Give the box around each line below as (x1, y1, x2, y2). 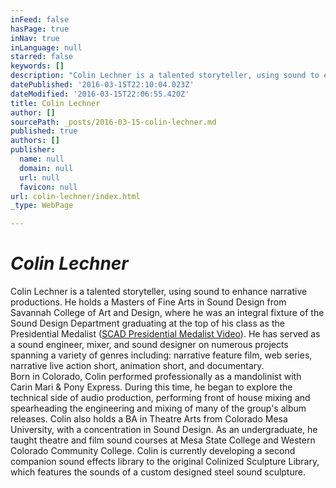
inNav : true (10, 33, 60, 43)
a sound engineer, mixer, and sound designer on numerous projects (10, 339, 289, 351)
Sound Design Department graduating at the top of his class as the (10, 317, 285, 330)
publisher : (10, 145, 56, 155)
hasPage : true (10, 24, 70, 34)
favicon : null (19, 182, 78, 192)
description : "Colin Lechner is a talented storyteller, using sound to (10, 71, 320, 81)
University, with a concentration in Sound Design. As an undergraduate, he (10, 424, 318, 436)
